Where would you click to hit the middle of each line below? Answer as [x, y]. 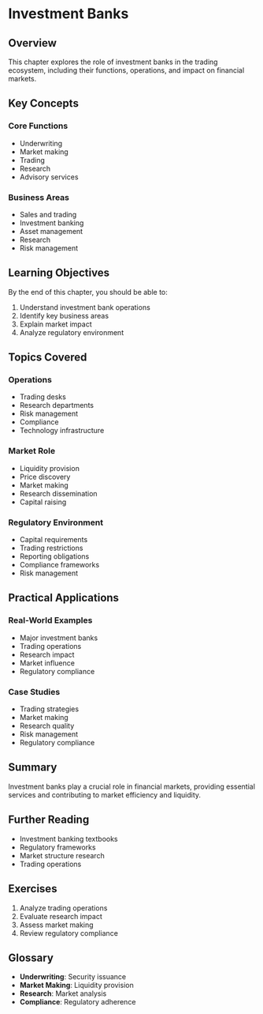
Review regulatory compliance [69, 933]
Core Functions [38, 126]
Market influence [47, 663]
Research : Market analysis [63, 993]
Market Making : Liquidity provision [76, 986]
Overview [33, 43]
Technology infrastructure [62, 431]
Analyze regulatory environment [72, 332]
